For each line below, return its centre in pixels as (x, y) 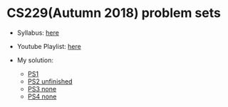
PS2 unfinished (50, 81)
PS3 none (42, 89)
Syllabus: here (38, 33)
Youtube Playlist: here (49, 46)
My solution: (35, 60)
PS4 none (42, 96)
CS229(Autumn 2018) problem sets (114, 13)
